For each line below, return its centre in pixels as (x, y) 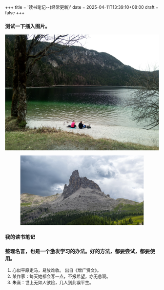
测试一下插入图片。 (28, 26)
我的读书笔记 (20, 237)
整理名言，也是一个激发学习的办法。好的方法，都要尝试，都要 (78, 251)
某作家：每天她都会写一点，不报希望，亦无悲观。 (61, 276)
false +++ (15, 13)
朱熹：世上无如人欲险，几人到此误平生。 (53, 283)
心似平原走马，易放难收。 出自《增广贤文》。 (57, 270)
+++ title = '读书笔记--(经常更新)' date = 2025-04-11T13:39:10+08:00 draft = (82, 7)
